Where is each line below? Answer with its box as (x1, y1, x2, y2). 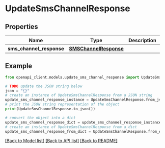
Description (128, 37, 157, 44)
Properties (5, 23, 38, 31)
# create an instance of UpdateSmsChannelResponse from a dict (5, 124, 137, 129)
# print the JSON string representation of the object (5, 102, 120, 107)
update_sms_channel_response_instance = (5, 98, 89, 102)
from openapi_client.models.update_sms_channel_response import (5, 74, 139, 80)
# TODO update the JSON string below (5, 84, 82, 89)
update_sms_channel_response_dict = (5, 120, 80, 125)
